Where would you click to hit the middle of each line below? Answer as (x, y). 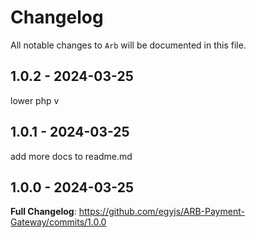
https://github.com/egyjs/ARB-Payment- (161, 212)
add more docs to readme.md (71, 156)
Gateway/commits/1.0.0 (58, 222)
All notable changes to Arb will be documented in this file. (128, 45)
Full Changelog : (43, 212)
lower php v (35, 100)
